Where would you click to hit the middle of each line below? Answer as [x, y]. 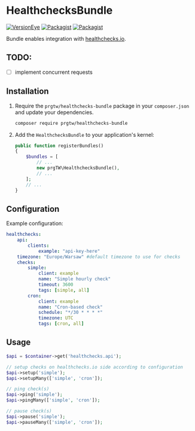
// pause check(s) [29, 411]
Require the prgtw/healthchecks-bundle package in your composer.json [102, 106]
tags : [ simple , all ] [64, 290]
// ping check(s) [28, 389]
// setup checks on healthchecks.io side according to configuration [95, 367]
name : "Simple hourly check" [74, 279]
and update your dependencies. [54, 112]
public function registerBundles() [59, 146]
